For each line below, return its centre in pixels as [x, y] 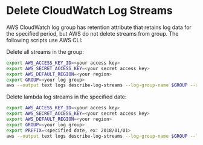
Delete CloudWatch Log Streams [90, 11]
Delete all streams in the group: [45, 51]
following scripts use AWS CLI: [44, 40]
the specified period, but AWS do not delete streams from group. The [92, 33]
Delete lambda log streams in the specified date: [66, 97]
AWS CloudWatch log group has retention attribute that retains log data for [99, 27]
